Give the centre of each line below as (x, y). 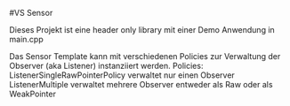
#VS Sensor (31, 13)
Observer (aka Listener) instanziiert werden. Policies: (106, 66)
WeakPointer (32, 94)
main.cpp (26, 39)
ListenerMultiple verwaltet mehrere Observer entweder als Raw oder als (141, 84)
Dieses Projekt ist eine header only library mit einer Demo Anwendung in (142, 30)
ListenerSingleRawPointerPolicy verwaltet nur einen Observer (122, 75)
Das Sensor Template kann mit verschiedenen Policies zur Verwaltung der (145, 56)
